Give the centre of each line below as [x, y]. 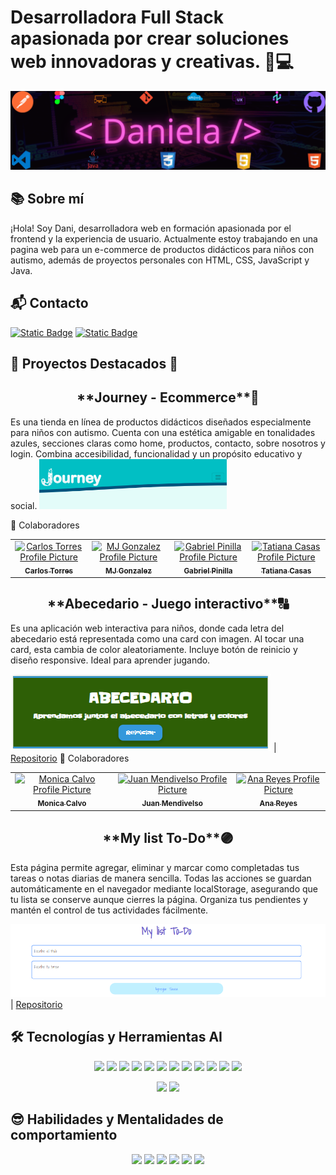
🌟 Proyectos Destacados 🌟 [94, 363]
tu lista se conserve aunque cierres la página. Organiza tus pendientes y [159, 899]
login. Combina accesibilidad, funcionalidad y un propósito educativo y [156, 453]
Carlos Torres [49, 571]
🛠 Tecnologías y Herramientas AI [116, 1037]
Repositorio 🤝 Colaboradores [70, 758]
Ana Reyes [278, 804]
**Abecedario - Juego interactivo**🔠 [168, 604]
